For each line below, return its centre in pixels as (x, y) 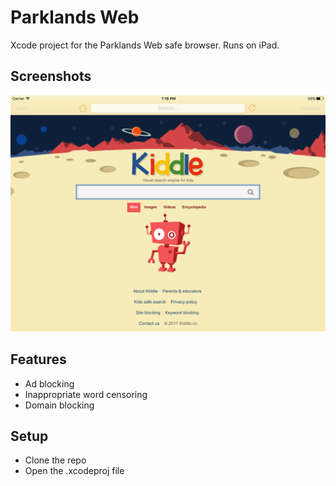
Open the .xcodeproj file (74, 471)
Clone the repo (55, 460)
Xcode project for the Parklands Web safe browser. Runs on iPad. (145, 45)
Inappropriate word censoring (86, 394)
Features (38, 359)
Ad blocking (49, 383)
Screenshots (51, 76)
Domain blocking (59, 405)
